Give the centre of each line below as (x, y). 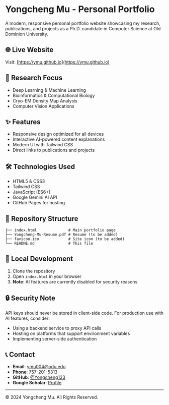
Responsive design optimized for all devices (58, 134)
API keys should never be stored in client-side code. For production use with (84, 313)
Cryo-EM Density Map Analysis (45, 101)
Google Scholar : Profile (37, 383)
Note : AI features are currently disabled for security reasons (75, 281)
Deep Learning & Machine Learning (49, 90)
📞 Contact (20, 355)
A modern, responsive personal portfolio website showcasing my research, (83, 23)
